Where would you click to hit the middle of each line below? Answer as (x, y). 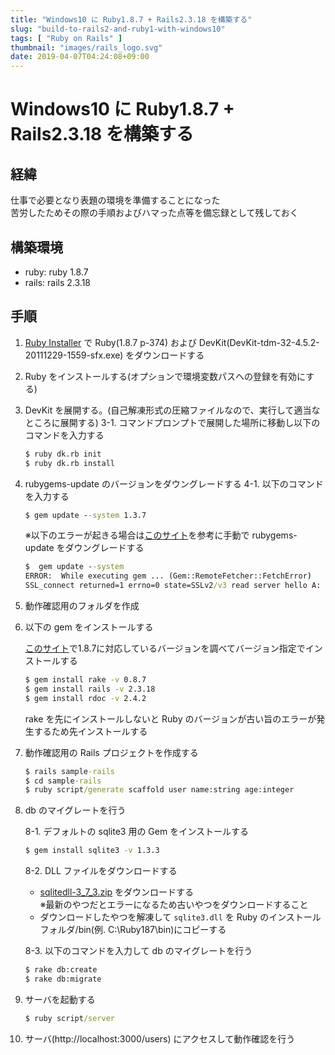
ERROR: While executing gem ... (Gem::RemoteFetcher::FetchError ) (168, 576)
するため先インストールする (90, 731)
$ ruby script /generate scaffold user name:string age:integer (159, 790)
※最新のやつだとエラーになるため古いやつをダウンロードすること (174, 905)
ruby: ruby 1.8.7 (56, 272)
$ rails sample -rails (69, 771)
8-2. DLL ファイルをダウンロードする (101, 871)
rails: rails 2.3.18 (58, 282)
